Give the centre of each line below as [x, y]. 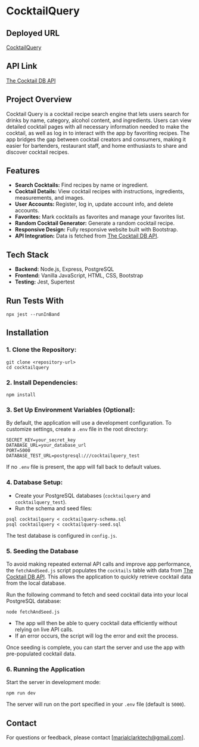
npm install [21, 395]
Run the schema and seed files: [53, 508]
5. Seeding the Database [42, 551]
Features [23, 171]
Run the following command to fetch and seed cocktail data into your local [97, 594]
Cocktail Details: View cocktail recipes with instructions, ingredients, [99, 191]
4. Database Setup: [35, 483]
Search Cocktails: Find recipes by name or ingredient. [82, 185]
